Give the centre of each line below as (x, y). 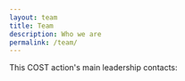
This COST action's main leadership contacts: (93, 68)
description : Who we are (55, 34)
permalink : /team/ (43, 42)
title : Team (31, 26)
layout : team (34, 17)
